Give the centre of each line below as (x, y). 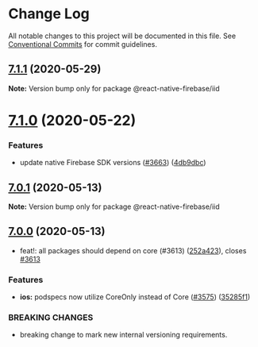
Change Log (49, 14)
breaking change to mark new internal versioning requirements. (123, 335)
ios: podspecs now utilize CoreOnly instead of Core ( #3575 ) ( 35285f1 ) (135, 297)
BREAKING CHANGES (51, 318)
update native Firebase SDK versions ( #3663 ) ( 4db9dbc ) (113, 163)
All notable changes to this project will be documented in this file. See (122, 36)
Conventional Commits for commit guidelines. (83, 44)
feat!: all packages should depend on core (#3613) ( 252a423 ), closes (133, 250)
